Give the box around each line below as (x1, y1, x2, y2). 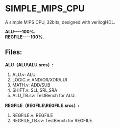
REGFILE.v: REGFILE (12, 112, 53, 118)
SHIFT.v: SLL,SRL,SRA (12, 87, 58, 93)
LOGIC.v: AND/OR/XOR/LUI (12, 77, 67, 82)
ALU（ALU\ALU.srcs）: (5, 62, 54, 68)
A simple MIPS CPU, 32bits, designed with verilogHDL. (5, 19, 116, 25)
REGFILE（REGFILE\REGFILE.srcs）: (5, 102, 80, 108)
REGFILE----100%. (5, 34, 44, 40)
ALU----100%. (5, 28, 36, 34)
